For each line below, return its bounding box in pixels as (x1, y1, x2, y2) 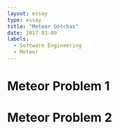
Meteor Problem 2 (7, 110, 113, 126)
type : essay (7, 17, 42, 23)
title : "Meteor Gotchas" (7, 23, 79, 30)
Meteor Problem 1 (7, 79, 110, 94)
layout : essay (7, 10, 48, 17)
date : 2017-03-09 (7, 29, 57, 37)
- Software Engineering (13, 42, 82, 49)
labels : (7, 36, 30, 43)
